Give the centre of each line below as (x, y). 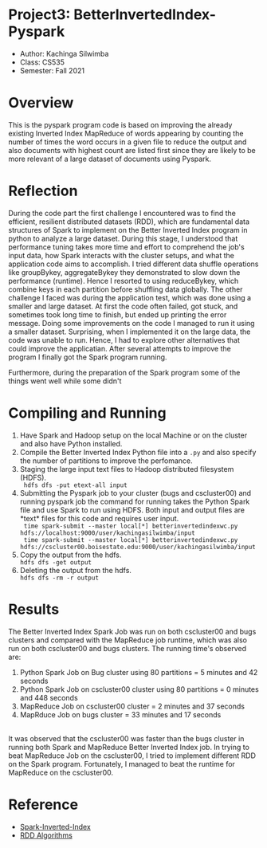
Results (34, 609)
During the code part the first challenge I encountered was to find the (122, 213)
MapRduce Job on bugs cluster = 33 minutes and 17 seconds (120, 714)
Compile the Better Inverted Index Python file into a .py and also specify (138, 452)
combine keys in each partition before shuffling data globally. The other (126, 289)
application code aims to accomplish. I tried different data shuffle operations (133, 264)
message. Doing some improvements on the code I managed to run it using (132, 323)
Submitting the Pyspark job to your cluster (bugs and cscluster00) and (135, 493)
